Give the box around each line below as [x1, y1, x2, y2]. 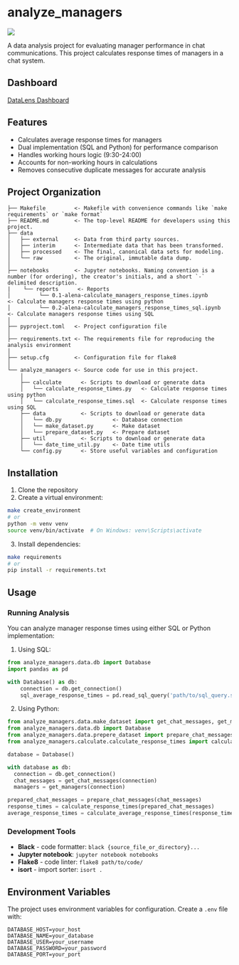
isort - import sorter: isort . [17, 865, 103, 874]
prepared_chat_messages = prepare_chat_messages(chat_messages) [7, 796, 202, 804]
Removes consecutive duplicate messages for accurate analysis [17, 165, 206, 174]
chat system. [7, 56, 46, 65]
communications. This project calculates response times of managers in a [7, 48, 224, 57]
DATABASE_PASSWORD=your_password [7, 944, 107, 951]
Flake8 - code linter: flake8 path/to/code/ [17, 858, 144, 866]
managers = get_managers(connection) [14, 784, 126, 791]
